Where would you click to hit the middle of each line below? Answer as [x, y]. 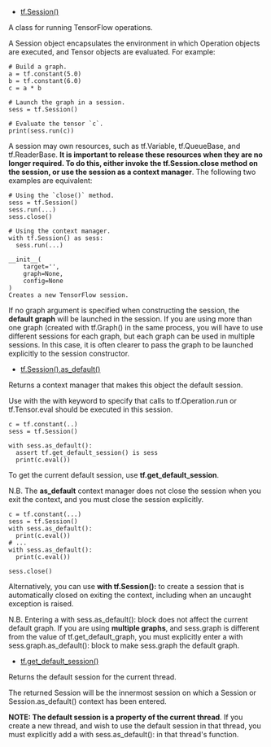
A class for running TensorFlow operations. [81, 27]
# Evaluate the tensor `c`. [56, 124]
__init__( [25, 260]
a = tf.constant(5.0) [45, 74]
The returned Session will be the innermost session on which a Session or [132, 692]
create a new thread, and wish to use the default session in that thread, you [135, 726]
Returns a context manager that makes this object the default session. [126, 385]
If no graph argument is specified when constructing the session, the [124, 310]
